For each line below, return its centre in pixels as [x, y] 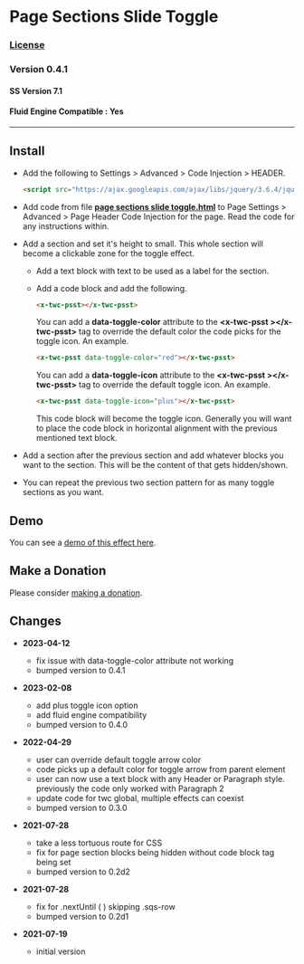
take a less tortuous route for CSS [99, 843]
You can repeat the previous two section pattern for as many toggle [148, 482]
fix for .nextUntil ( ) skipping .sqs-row [106, 906]
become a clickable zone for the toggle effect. [108, 253]
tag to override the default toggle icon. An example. [175, 385]
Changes [35, 621]
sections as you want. [63, 492]
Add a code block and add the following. [111, 288]
